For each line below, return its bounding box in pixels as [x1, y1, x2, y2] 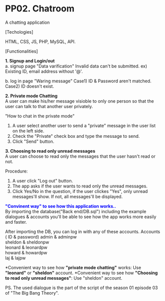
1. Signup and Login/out [5, 58, 55, 63]
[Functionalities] [5, 48, 38, 54]
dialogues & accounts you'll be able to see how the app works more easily [5, 214, 157, 220]
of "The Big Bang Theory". [5, 290, 59, 296]
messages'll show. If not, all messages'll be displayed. [12, 193, 123, 199]
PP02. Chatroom [5, 3, 75, 14]
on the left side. [12, 127, 45, 134]
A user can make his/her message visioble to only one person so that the [5, 98, 154, 104]
